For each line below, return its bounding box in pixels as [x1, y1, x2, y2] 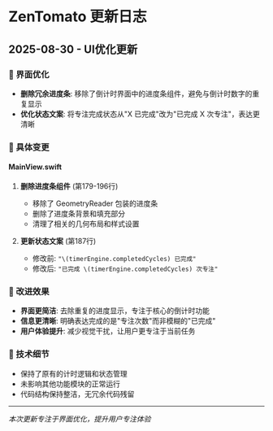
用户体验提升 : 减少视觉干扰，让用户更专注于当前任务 [19, 326, 196, 336]
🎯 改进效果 [8, 285, 50, 297]
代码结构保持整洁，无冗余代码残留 [19, 389, 135, 398]
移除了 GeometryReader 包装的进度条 [32, 198, 158, 208]
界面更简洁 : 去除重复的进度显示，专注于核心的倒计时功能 [19, 306, 210, 316]
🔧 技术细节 [8, 349, 50, 360]
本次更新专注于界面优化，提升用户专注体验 [8, 414, 151, 424]
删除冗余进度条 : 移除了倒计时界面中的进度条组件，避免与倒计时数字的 [19, 89, 253, 98]
